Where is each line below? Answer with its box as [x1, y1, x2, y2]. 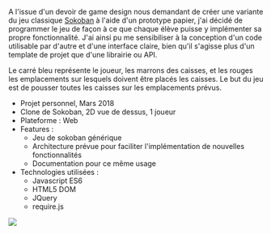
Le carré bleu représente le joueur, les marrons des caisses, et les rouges [8, 66, 253, 75]
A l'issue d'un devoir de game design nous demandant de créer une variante [8, 7, 264, 16]
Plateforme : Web [19, 116, 78, 125]
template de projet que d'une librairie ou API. [8, 50, 158, 59]
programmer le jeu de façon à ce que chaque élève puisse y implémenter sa [8, 24, 262, 33]
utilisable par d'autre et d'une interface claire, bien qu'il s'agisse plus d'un [8, 41, 255, 51]
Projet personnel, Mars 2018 [19, 99, 115, 108]
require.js [32, 202, 65, 211]
